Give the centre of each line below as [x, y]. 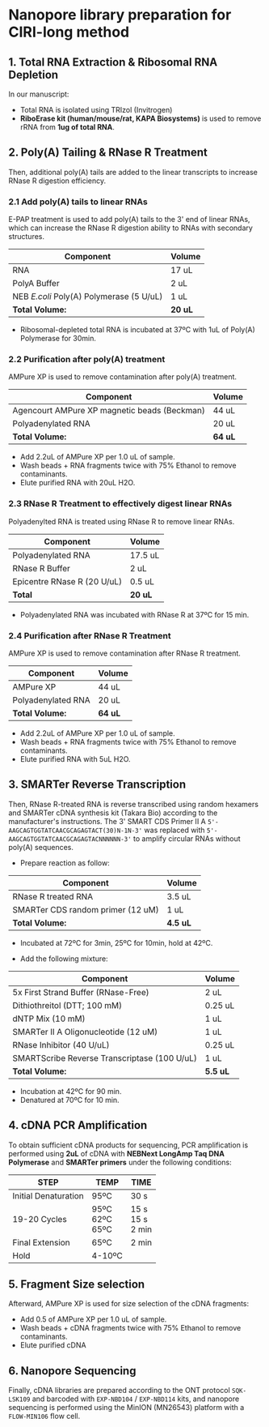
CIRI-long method [69, 32]
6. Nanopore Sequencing [72, 1371]
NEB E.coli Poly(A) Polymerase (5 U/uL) [88, 297]
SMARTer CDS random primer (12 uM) [86, 909]
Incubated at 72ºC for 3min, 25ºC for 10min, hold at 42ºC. [116, 942]
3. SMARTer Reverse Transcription [97, 785]
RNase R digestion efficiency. [57, 181]
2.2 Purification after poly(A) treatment [87, 360]
